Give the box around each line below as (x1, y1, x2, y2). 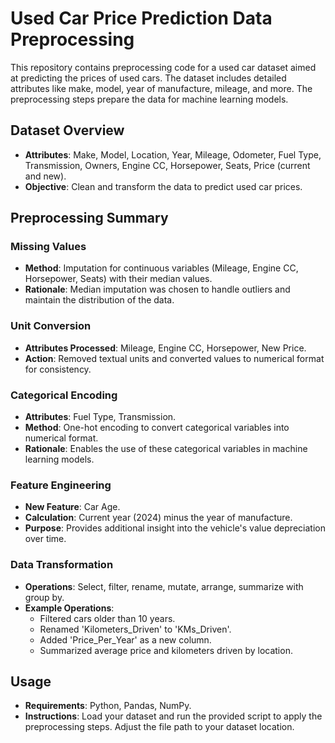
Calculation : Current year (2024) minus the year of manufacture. (24, 512, 293, 524)
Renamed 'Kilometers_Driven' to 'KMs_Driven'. (39, 623, 232, 635)
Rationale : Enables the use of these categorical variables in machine (24, 443, 308, 455)
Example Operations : (24, 602, 115, 614)
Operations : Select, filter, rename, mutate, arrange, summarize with (24, 580, 304, 592)
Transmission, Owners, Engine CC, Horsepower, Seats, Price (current (24, 159, 311, 171)
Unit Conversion (10, 319, 92, 333)
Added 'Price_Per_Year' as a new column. (39, 633, 212, 646)
